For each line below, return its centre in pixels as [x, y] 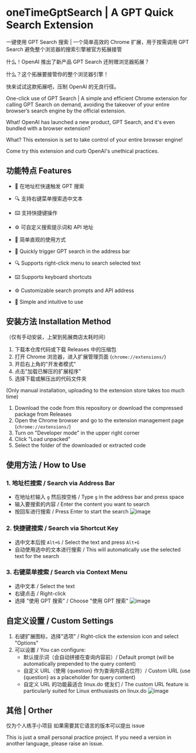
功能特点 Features [39, 171]
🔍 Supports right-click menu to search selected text [78, 263]
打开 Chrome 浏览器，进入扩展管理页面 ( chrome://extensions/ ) [90, 357]
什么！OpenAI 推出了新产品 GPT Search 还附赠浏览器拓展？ [78, 61]
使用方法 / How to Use [46, 465]
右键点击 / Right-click [40, 593]
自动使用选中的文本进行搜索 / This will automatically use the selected [98, 549]
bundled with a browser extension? [48, 128]
